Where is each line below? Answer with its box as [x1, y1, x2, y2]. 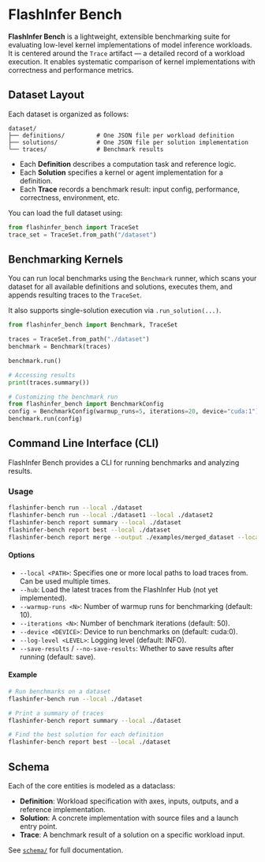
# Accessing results [8, 371, 77, 379]
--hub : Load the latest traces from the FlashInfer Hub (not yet [19, 584, 218, 594]
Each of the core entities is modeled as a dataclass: [8, 781, 176, 791]
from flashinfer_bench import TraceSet [8, 223, 140, 231]
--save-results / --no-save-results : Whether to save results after [19, 643, 234, 653]
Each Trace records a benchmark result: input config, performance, [19, 184, 241, 194]
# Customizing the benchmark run [8, 393, 118, 401]
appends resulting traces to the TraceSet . [8, 290, 142, 300]
